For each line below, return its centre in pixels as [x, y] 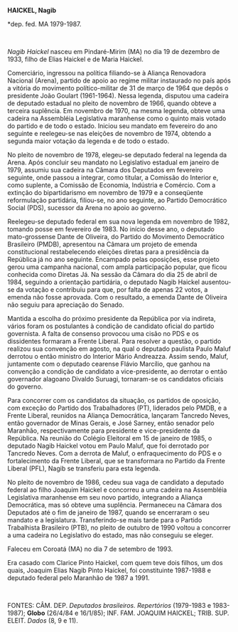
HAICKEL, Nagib [32, 10]
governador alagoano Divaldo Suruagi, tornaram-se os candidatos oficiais [115, 379]
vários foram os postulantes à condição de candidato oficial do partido [111, 326]
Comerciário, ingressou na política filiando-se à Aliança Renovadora [107, 73]
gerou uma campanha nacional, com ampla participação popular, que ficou [117, 267]
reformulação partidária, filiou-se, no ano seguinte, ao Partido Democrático [117, 200]
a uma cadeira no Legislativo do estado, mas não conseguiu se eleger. [110, 535]
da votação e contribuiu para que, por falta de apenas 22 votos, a [112, 290]
